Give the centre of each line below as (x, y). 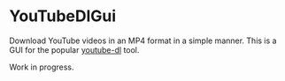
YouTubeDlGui (63, 16)
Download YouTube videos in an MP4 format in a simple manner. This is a (143, 40)
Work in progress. (42, 67)
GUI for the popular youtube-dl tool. (74, 49)
